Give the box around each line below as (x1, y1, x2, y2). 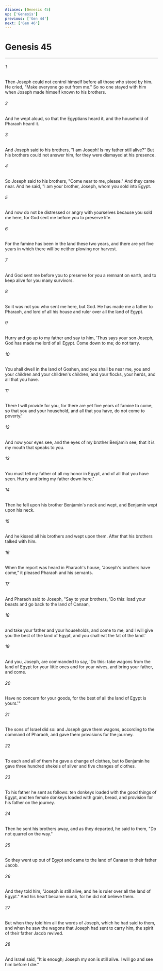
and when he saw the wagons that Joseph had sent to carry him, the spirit (5, 925, 154, 931)
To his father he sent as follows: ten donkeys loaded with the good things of (5, 789, 157, 795)
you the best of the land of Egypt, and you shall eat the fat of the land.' (5, 632, 146, 638)
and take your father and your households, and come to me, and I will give (5, 627, 153, 633)
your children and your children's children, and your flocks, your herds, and (5, 371, 156, 377)
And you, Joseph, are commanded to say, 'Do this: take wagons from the (5, 659, 151, 665)
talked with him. (5, 538, 37, 544)
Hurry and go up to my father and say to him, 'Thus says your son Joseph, (5, 335, 154, 341)
